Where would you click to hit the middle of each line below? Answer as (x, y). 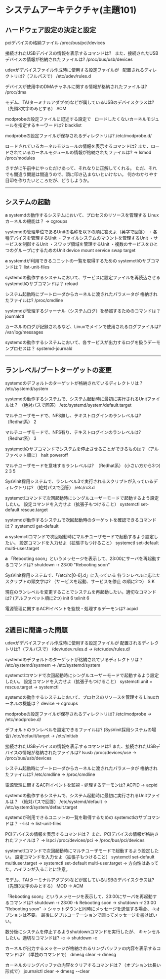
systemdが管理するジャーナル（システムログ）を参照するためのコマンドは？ (83, 311)
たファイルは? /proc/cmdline (34, 300)
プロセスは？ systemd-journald (41, 348)
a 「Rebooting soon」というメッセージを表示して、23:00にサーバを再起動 (81, 558)
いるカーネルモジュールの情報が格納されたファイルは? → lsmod (87, 152)
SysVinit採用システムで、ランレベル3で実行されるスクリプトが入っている (79, 481)
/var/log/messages (24, 332)
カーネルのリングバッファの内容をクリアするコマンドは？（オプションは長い (83, 965)
